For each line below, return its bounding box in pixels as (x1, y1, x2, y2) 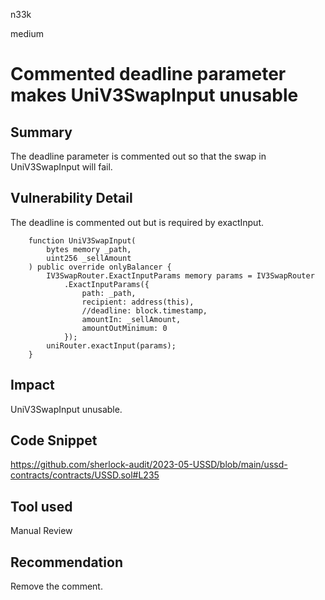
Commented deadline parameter (10, 63, 287, 86)
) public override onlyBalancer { (28, 262, 172, 272)
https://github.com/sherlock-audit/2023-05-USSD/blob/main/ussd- (10, 459, 288, 471)
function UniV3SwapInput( (28, 235, 137, 246)
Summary (10, 124, 73, 141)
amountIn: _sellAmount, (81, 314, 182, 324)
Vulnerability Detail (10, 190, 133, 207)
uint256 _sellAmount (46, 253, 132, 263)
